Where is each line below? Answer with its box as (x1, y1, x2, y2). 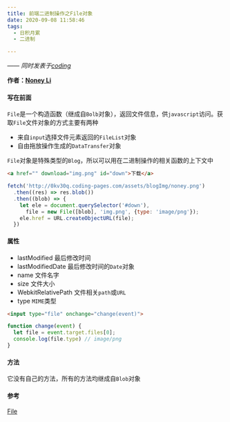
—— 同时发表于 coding (7, 61, 71, 70)
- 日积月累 (13, 29, 41, 37)
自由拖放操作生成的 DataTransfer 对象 (17, 142, 122, 150)
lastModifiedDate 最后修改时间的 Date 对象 (17, 262, 135, 270)
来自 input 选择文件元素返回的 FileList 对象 (17, 133, 137, 141)
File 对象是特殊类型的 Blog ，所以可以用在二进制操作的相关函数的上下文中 (7, 157, 214, 165)
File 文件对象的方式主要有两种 (13, 119, 99, 127)
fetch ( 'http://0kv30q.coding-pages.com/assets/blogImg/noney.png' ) (7, 183, 206, 190)
